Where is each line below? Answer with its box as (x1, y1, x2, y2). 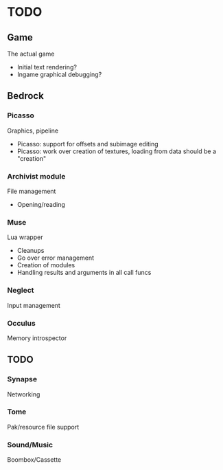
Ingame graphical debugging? (16, 70, 102, 78)
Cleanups (16, 247, 45, 255)
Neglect (7, 286, 34, 295)
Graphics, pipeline (7, 126, 59, 135)
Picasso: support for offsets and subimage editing (16, 139, 159, 148)
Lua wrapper (7, 233, 43, 241)
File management (7, 187, 56, 195)
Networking (7, 390, 40, 399)
